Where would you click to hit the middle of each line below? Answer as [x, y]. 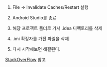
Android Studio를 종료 [34, 18]
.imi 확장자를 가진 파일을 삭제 [41, 39]
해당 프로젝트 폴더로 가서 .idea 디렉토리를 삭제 [57, 28]
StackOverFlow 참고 [26, 60]
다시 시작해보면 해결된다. [36, 49]
